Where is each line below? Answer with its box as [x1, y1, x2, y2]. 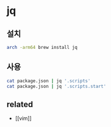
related [6, 99, 33, 109]
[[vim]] [15, 115, 32, 122]
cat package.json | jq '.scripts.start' [6, 83, 107, 89]
